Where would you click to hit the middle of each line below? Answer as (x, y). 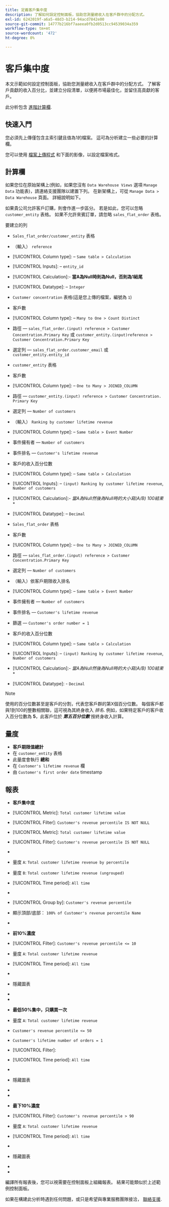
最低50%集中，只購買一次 (40, 1010)
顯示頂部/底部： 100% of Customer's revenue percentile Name (77, 913)
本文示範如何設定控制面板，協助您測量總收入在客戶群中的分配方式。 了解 (81, 84)
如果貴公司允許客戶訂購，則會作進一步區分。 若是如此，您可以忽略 (74, 208)
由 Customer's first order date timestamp (57, 772)
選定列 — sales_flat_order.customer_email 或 (60, 350)
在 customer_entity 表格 (37, 753)
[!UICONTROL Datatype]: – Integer (49, 287)
